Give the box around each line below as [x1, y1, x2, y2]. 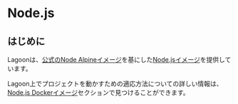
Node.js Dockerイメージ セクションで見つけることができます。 [7, 88, 190, 97]
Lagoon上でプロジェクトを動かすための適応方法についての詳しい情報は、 [7, 80, 223, 88]
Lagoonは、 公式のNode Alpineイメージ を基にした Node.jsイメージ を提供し [7, 56, 226, 63]
